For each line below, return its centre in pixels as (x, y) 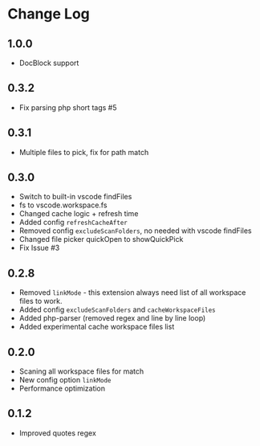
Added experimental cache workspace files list (97, 327)
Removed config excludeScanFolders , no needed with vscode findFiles (135, 231)
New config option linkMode (65, 380)
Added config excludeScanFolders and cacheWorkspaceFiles (117, 309)
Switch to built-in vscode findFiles (75, 197)
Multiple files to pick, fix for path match (84, 152)
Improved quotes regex (58, 433)
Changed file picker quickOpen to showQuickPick (101, 239)
